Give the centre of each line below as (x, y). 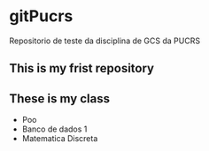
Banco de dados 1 (54, 129)
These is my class (60, 98)
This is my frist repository (82, 68)
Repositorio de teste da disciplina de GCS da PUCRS (105, 41)
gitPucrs (41, 16)
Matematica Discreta (60, 139)
